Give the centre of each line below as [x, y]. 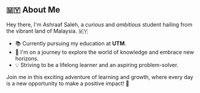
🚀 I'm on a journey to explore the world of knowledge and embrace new [105, 52]
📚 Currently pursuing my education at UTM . [71, 43]
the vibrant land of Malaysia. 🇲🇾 [47, 31]
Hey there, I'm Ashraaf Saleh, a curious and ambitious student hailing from [99, 24]
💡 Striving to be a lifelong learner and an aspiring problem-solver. [97, 65]
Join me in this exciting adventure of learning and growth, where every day [100, 77]
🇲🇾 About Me [33, 10]
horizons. [27, 58]
